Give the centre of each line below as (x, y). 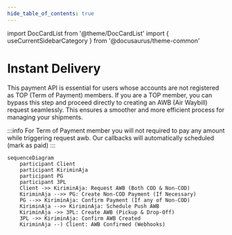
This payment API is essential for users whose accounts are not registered (113, 88)
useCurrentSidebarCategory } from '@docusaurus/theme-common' (104, 40)
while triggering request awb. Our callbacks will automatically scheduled (111, 138)
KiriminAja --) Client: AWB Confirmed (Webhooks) (93, 224)
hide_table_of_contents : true (51, 13)
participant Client (48, 164)
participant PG (42, 176)
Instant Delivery (54, 68)
